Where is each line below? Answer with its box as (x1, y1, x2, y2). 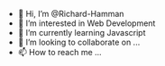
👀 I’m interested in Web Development (17, 18, 156, 29)
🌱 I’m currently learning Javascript (17, 28, 146, 37)
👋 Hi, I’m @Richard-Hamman (17, 9, 124, 19)
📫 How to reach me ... (17, 47, 102, 57)
